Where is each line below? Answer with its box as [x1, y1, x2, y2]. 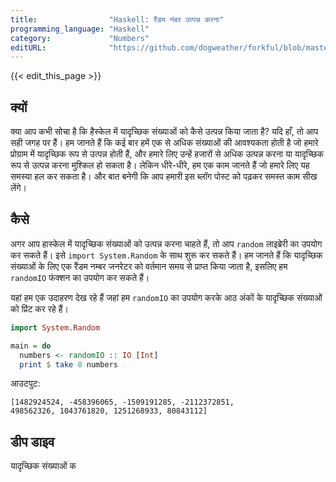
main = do [10, 341, 52, 351]
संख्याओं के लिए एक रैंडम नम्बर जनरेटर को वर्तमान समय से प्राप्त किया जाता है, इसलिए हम [10, 260, 288, 272]
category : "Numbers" [10, 33, 150, 43]
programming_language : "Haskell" [10, 24, 150, 34]
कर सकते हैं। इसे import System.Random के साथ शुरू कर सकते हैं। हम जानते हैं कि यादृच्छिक [10, 249, 323, 261]
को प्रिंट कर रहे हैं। [10, 302, 69, 315]
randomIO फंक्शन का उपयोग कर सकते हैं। [10, 271, 150, 283]
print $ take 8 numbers [19, 359, 118, 370]
